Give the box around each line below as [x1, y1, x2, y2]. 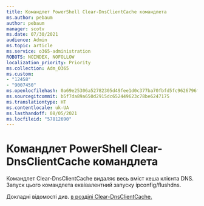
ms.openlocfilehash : [6, 88, 59, 94]
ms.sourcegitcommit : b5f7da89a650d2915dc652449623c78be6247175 [6, 93, 170, 99]
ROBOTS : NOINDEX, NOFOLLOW [6, 54, 75, 60]
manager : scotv [6, 25, 45, 32]
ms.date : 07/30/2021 [6, 32, 59, 38]
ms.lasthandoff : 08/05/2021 [6, 110, 78, 116]
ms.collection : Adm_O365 [6, 65, 69, 71]
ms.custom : [6, 71, 34, 77]
